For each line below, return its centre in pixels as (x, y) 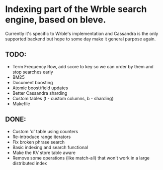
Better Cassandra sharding (40, 93)
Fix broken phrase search (39, 142)
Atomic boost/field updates (40, 88)
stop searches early (33, 72)
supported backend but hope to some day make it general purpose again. (81, 39)
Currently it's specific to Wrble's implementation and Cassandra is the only (82, 33)
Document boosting (33, 82)
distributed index (30, 163)
